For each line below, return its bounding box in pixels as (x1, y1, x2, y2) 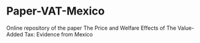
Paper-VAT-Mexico (6, 4, 105, 18)
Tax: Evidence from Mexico (24, 30, 93, 38)
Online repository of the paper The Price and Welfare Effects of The (6, 24, 177, 31)
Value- (177, 24, 195, 31)
